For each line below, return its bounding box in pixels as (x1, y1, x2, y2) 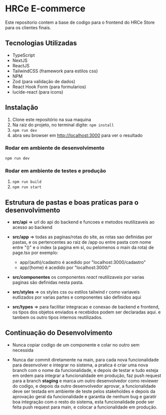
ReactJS (12, 62, 30, 68)
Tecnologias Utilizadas (5, 39, 77, 48)
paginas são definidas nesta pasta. (12, 279, 84, 285)
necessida (12, 347, 34, 353)
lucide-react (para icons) (12, 89, 63, 95)
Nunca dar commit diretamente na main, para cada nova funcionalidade (12, 357, 159, 363)
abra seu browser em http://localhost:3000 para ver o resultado (12, 132, 143, 138)
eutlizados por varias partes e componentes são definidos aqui (12, 294, 141, 300)
